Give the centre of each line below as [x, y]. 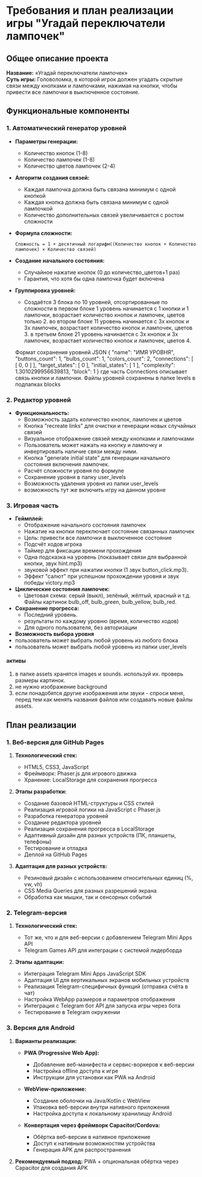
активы [16, 661]
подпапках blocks [38, 384]
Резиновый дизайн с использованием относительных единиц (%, [109, 878]
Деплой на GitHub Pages [55, 855]
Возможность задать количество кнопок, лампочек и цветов [103, 419]
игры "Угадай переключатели [86, 23]
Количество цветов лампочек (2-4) [70, 166]
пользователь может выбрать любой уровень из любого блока [96, 641]
